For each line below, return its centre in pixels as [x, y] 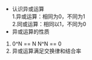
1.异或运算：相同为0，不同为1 [49, 16]
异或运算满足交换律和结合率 [47, 51]
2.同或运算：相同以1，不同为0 [49, 24]
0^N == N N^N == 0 [37, 44]
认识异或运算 [28, 9]
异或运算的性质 [31, 32]
